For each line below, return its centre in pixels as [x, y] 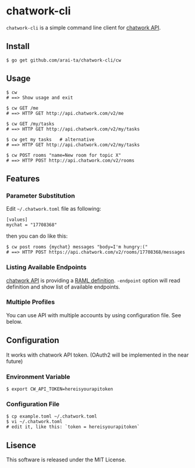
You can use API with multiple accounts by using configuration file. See [94, 315]
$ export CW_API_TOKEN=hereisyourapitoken [60, 389]
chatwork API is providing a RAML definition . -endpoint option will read [93, 280]
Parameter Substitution [41, 196]
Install [18, 46]
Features [23, 179]
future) [15, 361]
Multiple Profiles [31, 302]
